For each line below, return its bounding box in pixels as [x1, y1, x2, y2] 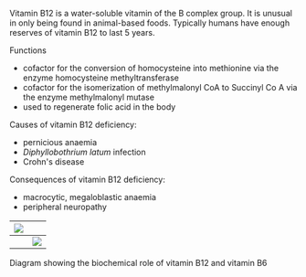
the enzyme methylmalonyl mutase [22, 91, 155, 102]
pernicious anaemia [22, 137, 98, 147]
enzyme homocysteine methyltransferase [22, 72, 180, 83]
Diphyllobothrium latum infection [22, 146, 146, 157]
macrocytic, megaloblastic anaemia [22, 192, 157, 202]
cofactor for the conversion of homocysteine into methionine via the [22, 63, 280, 73]
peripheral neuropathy [22, 201, 108, 212]
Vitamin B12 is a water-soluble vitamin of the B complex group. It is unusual [9, 8, 292, 18]
